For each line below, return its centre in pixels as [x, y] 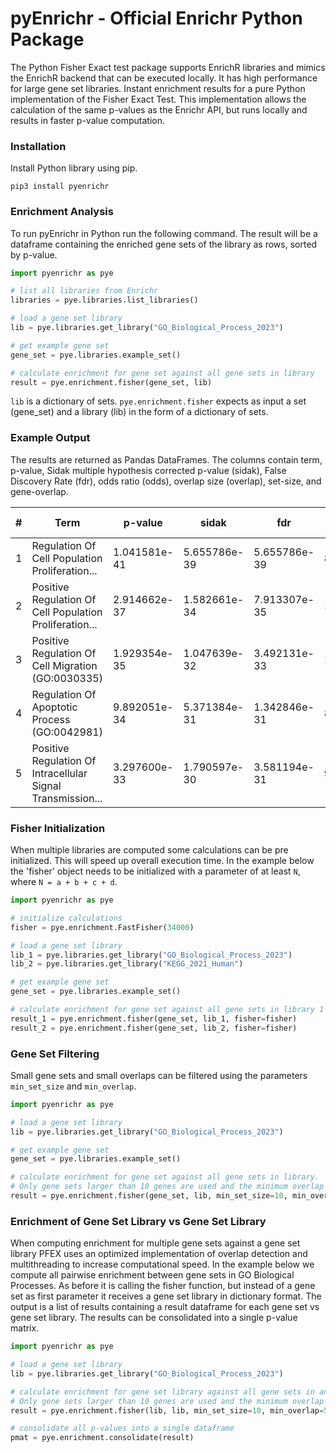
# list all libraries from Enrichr [84, 291]
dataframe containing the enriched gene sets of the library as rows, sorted [164, 244]
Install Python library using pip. [74, 168]
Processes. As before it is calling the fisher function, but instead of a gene [163, 1286]
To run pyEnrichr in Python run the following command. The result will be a [164, 233]
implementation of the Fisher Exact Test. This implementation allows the [158, 99]
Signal [46, 785]
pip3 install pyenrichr [60, 187]
